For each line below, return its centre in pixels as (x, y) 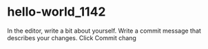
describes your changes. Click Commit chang (72, 37)
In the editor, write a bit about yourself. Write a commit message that (104, 31)
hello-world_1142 (56, 12)
